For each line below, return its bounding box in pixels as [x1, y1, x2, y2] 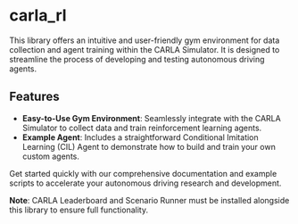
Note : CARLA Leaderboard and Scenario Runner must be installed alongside [9, 195, 290, 205]
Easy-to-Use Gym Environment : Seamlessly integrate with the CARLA [21, 112, 281, 123]
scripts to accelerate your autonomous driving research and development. [9, 178, 282, 188]
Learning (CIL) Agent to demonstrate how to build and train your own [21, 141, 277, 152]
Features [9, 89, 60, 104]
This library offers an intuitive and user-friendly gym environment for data [9, 35, 280, 46]
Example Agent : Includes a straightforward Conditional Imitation [21, 131, 259, 143]
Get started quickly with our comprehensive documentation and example [9, 168, 277, 178]
